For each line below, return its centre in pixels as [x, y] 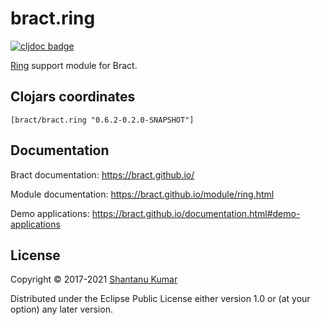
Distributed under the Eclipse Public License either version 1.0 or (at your [160, 299]
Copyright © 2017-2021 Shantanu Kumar [94, 279]
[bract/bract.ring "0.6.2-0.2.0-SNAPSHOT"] [102, 120]
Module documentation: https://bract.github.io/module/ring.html [142, 194]
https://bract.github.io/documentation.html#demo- [196, 213]
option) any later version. [61, 309]
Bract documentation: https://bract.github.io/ [102, 174]
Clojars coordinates [73, 97]
